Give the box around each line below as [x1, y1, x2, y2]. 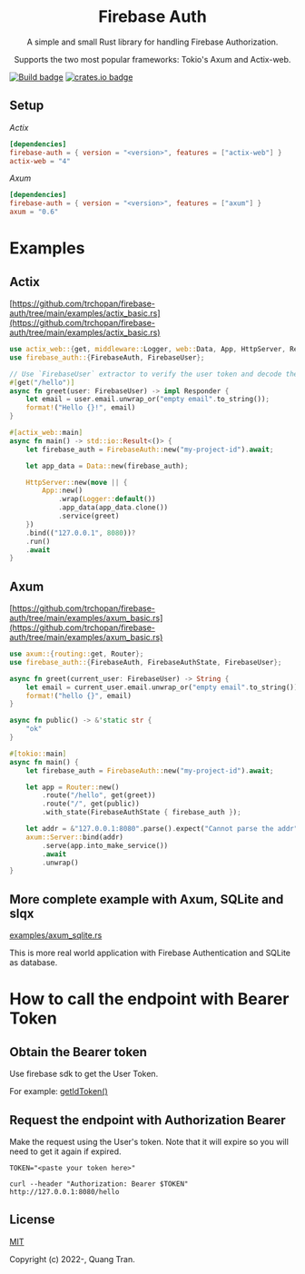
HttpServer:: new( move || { [25, 478, 128, 487]
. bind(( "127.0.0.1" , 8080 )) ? [25, 528, 136, 538]
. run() [25, 537, 51, 546]
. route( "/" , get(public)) [42, 799, 141, 809]
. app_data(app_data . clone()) [57, 503, 169, 512]
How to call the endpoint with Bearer [9, 989, 290, 1010]
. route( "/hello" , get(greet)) [42, 791, 156, 800]
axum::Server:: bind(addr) [25, 833, 124, 842]
